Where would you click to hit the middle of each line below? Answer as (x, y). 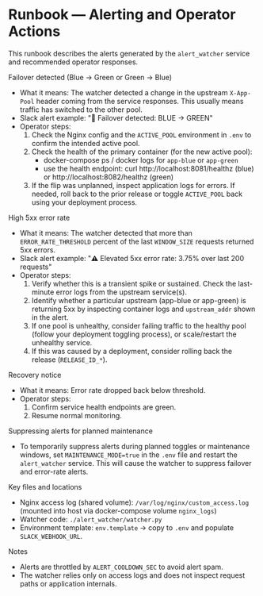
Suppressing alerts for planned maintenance (80, 431)
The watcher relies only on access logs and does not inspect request (132, 575)
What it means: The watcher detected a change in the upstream (124, 92)
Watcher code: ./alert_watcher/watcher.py (91, 519)
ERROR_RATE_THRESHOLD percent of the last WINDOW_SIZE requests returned (137, 241)
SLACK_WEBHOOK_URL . (51, 536)
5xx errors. (38, 250)
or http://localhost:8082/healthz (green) (109, 177)
